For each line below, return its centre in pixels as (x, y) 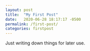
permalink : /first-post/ (32, 24)
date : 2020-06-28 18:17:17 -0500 (43, 19)
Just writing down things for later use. (45, 43)
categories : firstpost (29, 29)
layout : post (19, 10)
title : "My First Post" (32, 15)
